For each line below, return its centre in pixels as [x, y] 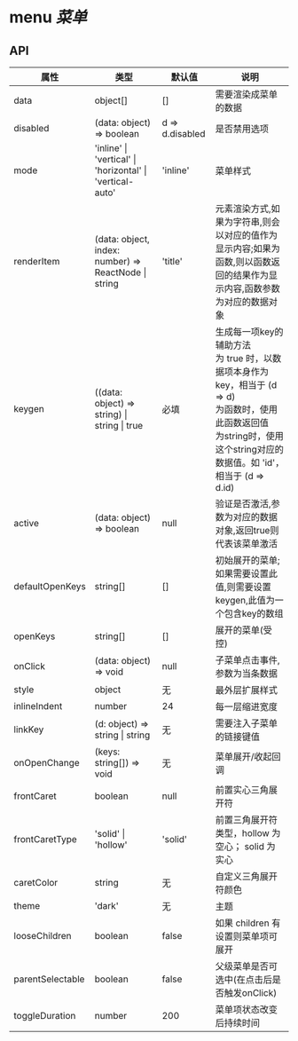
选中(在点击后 [244, 979]
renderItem [37, 261]
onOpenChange [47, 763]
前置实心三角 [242, 790]
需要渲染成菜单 [246, 95]
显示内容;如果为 [248, 248]
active [27, 523]
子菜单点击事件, [248, 660]
